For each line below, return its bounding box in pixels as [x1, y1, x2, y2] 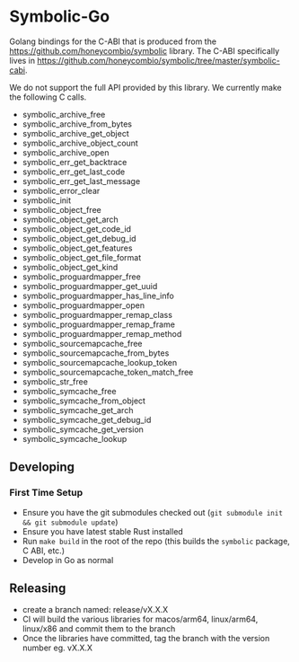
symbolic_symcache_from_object [22, 395, 146, 406]
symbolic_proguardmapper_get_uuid [22, 280, 158, 291]
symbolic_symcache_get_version [22, 424, 144, 435]
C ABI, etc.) [22, 545, 66, 556]
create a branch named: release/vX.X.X [22, 605, 169, 615]
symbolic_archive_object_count [22, 137, 139, 148]
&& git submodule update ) [22, 516, 119, 527]
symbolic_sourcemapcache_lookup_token [22, 357, 178, 367]
